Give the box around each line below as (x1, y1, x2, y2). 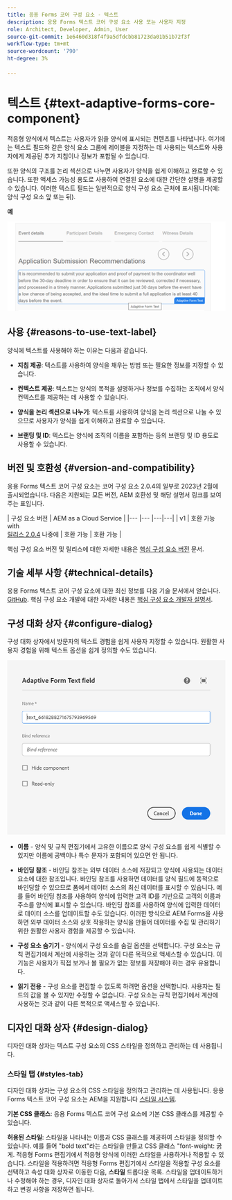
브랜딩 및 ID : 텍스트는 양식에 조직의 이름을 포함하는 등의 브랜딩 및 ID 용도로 (17, 431, 220, 439)
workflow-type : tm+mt (7, 40, 70, 48)
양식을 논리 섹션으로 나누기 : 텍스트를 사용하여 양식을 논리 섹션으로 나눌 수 (17, 407, 215, 416)
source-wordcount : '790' (7, 48, 79, 55)
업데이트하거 (189, 1168, 224, 1176)
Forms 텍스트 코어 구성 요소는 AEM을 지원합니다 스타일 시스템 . (7, 1095, 177, 1104)
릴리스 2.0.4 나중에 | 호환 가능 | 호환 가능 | (7, 530, 122, 538)
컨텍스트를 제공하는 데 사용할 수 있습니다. (17, 393, 129, 401)
